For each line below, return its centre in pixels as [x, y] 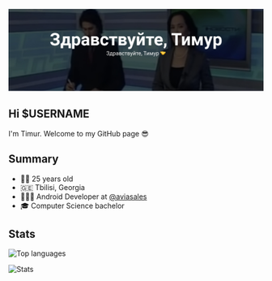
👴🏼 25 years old [47, 179]
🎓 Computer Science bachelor [72, 205]
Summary [34, 159]
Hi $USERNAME [49, 114]
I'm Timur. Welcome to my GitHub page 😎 [79, 133]
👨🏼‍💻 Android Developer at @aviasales [83, 197]
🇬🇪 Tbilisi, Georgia [52, 187]
